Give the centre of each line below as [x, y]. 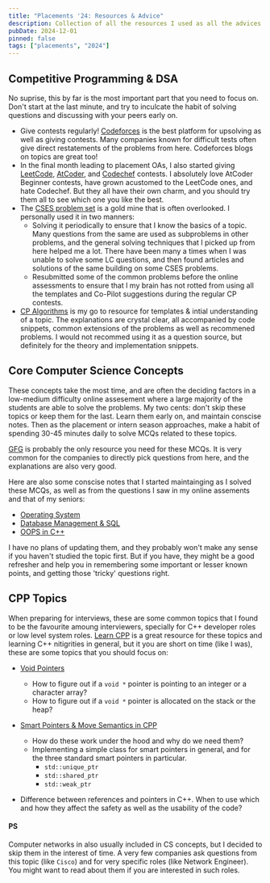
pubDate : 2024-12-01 [43, 31]
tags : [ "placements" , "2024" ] [59, 46]
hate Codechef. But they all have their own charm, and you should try [135, 191]
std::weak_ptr [68, 784]
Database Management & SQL [70, 523]
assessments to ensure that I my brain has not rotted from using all [143, 285]
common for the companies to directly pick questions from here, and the [129, 457]
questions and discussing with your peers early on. [93, 115]
